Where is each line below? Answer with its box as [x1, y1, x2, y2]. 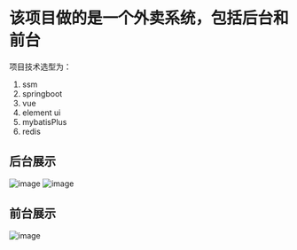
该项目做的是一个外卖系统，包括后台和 [9, 8, 290, 28]
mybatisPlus [21, 116, 67, 127]
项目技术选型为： [9, 61, 72, 72]
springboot [21, 88, 63, 98]
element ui [21, 107, 61, 118]
